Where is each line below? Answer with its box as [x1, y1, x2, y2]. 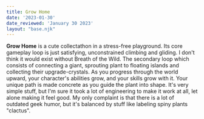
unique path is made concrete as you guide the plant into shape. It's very [6, 81, 189, 89]
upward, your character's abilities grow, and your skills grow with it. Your [6, 75, 188, 82]
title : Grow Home [6, 8, 50, 15]
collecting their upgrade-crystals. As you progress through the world [6, 68, 178, 76]
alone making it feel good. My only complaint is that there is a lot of [6, 94, 174, 101]
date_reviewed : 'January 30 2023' [6, 20, 94, 26]
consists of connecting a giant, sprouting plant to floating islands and [6, 62, 179, 69]
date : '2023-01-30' [6, 15, 56, 21]
